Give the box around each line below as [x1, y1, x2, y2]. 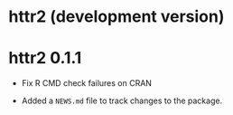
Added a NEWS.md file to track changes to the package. [21, 95, 223, 106]
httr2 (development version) [8, 6, 225, 27]
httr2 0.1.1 [8, 48, 82, 69]
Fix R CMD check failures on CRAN [21, 78, 153, 89]
